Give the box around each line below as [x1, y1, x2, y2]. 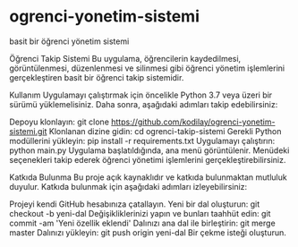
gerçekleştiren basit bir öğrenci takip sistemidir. [9, 72, 184, 82]
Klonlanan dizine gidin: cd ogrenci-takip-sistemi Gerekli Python [48, 125, 282, 136]
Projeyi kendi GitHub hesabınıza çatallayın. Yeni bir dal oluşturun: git [9, 199, 260, 209]
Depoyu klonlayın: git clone [9, 116, 110, 127]
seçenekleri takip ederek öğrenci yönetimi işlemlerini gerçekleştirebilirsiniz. [9, 154, 286, 165]
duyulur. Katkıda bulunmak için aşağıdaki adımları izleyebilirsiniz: [9, 181, 248, 192]
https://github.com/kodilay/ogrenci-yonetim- [110, 116, 276, 127]
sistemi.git [9, 125, 47, 136]
